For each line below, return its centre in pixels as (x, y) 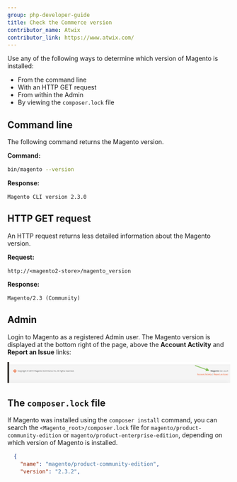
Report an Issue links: (40, 352)
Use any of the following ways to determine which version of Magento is (113, 59)
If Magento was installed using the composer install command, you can (112, 420)
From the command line (52, 80)
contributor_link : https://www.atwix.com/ (71, 38)
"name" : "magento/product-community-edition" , (90, 464)
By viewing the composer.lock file (66, 102)
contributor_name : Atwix (44, 30)
